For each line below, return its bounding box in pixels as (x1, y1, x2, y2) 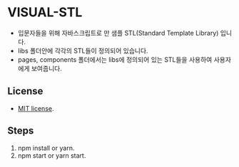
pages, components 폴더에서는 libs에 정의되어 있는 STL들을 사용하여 (17, 55, 213, 64)
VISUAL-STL (7, 4, 83, 21)
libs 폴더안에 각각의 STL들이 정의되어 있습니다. (17, 46, 148, 55)
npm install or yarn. (17, 144, 75, 152)
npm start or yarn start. (17, 151, 86, 160)
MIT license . (17, 104, 54, 112)
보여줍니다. (31, 64, 62, 72)
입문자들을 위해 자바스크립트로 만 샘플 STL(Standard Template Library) (17, 28, 219, 37)
